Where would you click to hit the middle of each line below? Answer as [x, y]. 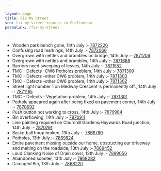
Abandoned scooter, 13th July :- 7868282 [54, 158]
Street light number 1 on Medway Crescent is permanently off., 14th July [84, 86]
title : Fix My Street [27, 18]
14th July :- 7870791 [32, 128]
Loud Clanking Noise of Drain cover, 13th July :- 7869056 [69, 154]
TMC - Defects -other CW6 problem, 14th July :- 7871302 [70, 81]
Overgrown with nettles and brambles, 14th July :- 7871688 [71, 61]
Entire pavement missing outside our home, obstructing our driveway [81, 143]
